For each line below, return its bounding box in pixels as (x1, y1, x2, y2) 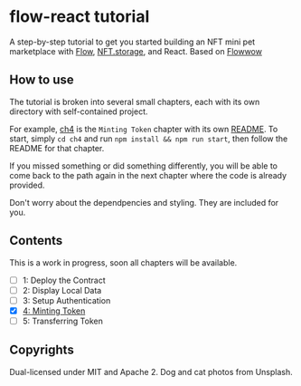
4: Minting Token (22, 305, 86, 316)
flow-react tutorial (9, 6, 150, 27)
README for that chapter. (9, 142, 105, 153)
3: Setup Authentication (22, 294, 111, 305)
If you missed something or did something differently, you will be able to (9, 160, 278, 171)
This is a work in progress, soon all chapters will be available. (9, 256, 238, 268)
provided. (9, 179, 45, 190)
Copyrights (9, 343, 74, 358)
